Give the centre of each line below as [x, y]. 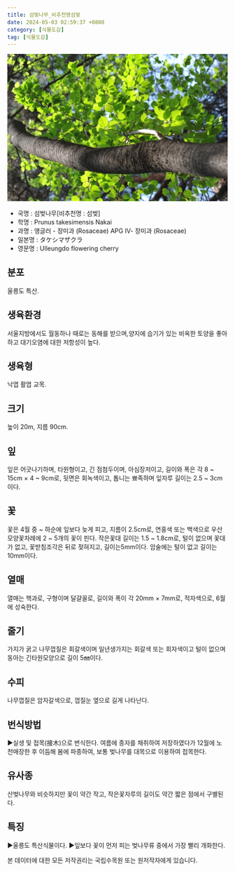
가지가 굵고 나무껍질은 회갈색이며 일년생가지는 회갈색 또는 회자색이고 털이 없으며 [116, 649]
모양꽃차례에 [24, 538]
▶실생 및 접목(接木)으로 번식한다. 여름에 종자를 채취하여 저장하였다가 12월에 [111, 743]
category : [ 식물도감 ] [36, 29]
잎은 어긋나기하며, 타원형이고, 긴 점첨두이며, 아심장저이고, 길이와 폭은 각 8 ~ [111, 469]
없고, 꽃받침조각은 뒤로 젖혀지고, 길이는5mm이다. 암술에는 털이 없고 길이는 [116, 546]
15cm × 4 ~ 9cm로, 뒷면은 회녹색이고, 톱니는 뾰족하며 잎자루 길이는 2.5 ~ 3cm [115, 478]
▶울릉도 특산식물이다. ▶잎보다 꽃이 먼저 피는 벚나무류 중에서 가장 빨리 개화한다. [116, 845]
